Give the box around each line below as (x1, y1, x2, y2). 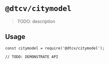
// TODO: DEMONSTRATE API (5, 54, 58, 59)
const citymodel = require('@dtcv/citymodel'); (5, 46, 105, 51)
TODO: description (17, 18, 56, 24)
